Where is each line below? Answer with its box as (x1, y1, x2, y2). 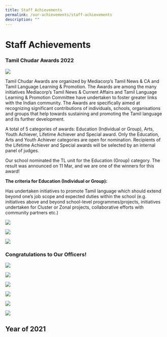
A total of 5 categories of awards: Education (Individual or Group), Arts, (5, 126, 154, 132)
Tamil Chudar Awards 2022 (5, 57, 74, 64)
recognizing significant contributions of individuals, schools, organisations (5, 105, 161, 111)
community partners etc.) (5, 209, 58, 215)
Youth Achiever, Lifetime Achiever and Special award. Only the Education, (5, 131, 159, 137)
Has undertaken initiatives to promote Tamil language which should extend (5, 188, 161, 194)
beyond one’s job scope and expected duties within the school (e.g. (5, 193, 147, 199)
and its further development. (5, 116, 65, 122)
